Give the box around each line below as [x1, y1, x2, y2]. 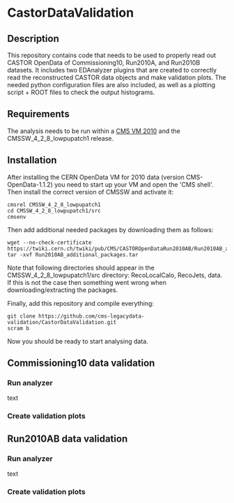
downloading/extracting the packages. [7, 286, 118, 294]
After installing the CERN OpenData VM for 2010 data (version [7, 173, 185, 181]
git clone [7, 312, 36, 320]
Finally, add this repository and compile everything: [7, 299, 155, 307]
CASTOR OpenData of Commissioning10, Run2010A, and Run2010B [7, 59, 201, 67]
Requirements [7, 108, 70, 120]
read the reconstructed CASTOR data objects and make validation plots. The [7, 73, 226, 82]
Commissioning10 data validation [7, 357, 155, 369]
